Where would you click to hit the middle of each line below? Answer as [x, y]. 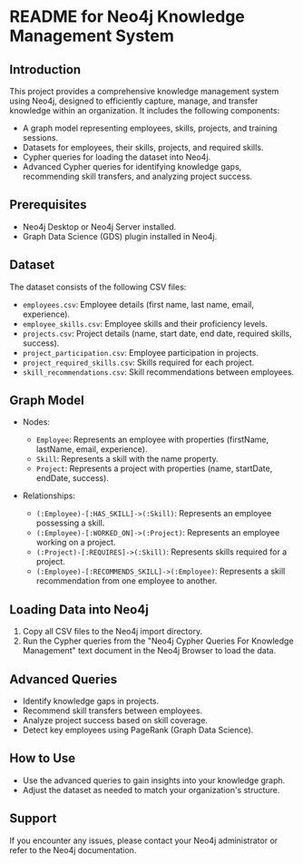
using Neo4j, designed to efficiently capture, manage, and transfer [134, 101]
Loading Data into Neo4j [79, 609]
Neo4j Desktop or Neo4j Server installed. [99, 226]
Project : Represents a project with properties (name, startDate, [154, 468]
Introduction [45, 69]
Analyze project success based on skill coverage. [115, 721]
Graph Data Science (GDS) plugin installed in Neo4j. [120, 236]
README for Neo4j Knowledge [127, 17]
